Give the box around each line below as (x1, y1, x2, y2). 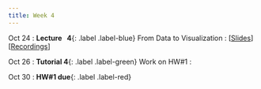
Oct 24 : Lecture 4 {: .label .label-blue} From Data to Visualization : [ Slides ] (8, 33, 254, 43)
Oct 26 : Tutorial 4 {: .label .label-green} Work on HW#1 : (8, 57, 192, 66)
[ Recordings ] (8, 41, 51, 51)
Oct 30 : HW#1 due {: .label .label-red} (8, 72, 132, 81)
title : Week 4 (8, 11, 55, 20)
